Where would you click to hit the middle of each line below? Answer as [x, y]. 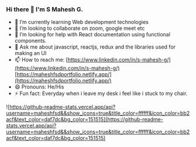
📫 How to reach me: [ [41, 60]
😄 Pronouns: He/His [39, 87]
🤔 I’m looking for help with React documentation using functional [92, 35]
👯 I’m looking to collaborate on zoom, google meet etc [80, 28]
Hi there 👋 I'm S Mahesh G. [45, 9]
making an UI [30, 53]
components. [30, 41]
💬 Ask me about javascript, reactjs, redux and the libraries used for [95, 47]
